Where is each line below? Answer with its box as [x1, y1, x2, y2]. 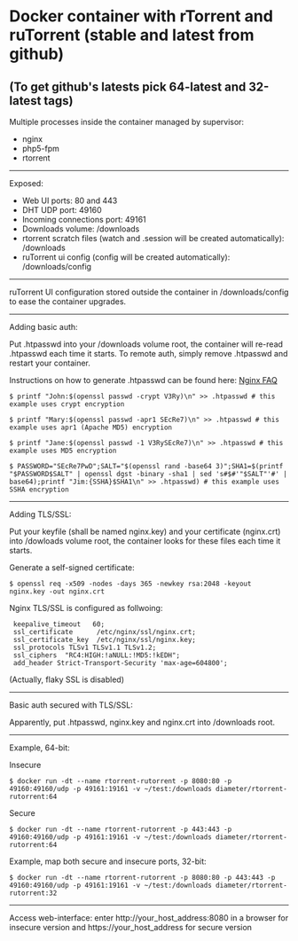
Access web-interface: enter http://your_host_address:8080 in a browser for [9, 913, 289, 923]
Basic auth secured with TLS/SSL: [9, 700, 133, 710]
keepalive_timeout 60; [12, 620, 105, 629]
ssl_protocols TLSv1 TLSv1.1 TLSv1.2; [12, 643, 157, 652]
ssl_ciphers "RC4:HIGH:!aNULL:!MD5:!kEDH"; [12, 651, 180, 660]
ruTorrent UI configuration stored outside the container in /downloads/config [9, 286, 289, 297]
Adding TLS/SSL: [9, 509, 72, 520]
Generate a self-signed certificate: [9, 562, 135, 573]
